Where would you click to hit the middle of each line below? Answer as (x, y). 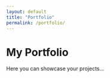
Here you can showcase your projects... (55, 68)
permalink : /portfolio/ (36, 23)
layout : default (26, 12)
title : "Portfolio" (30, 17)
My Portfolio (37, 52)
